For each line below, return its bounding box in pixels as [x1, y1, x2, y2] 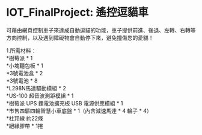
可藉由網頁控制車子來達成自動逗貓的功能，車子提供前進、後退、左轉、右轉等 [6, 27, 196, 34]
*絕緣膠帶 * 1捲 [6, 122, 43, 130]
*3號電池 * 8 [6, 77, 38, 84]
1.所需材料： [6, 46, 37, 54]
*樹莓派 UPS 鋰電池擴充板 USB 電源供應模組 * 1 [6, 99, 123, 107]
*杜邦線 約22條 [6, 115, 44, 122]
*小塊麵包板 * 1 [6, 61, 43, 69]
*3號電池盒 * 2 [6, 69, 43, 77]
